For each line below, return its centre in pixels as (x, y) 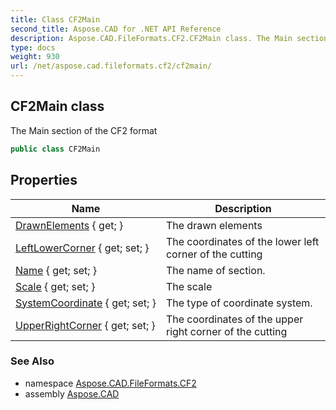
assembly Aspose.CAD (72, 393)
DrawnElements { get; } (69, 225)
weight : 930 (35, 57)
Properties (44, 180)
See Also (32, 361)
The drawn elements (214, 225)
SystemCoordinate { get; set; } (86, 303)
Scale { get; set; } (55, 286)
